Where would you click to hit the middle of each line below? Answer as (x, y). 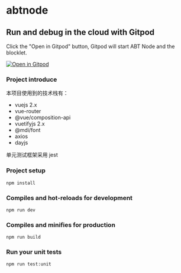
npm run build (24, 237)
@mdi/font (28, 130)
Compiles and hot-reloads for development (70, 198)
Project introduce (32, 79)
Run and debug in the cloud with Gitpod (80, 32)
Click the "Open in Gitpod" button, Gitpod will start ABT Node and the (90, 46)
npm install (21, 183)
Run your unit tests (34, 252)
